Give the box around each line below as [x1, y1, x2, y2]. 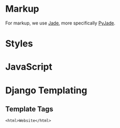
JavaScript [5, 61, 53, 73]
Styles [5, 38, 33, 49]
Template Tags [5, 105, 54, 113]
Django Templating [5, 85, 88, 96]
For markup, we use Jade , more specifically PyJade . [5, 20, 116, 26]
